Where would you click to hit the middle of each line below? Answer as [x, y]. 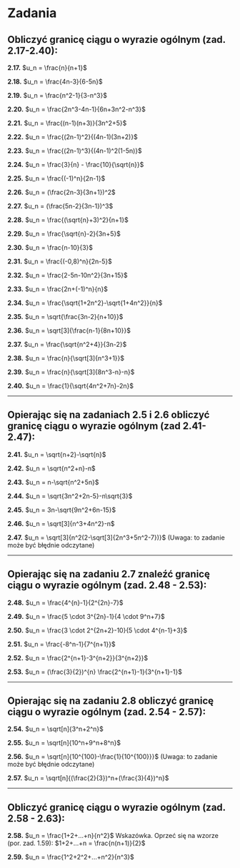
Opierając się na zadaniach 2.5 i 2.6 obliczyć [109, 415]
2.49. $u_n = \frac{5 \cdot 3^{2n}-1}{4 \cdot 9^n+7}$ [86, 616]
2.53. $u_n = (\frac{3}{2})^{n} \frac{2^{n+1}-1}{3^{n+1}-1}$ [95, 672]
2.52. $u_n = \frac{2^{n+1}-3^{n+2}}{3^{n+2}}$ [78, 657]
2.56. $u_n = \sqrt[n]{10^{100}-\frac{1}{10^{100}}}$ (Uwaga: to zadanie [112, 757]
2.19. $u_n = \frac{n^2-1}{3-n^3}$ [57, 95]
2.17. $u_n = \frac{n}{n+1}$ [47, 68]
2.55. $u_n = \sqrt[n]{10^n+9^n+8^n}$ [64, 743]
